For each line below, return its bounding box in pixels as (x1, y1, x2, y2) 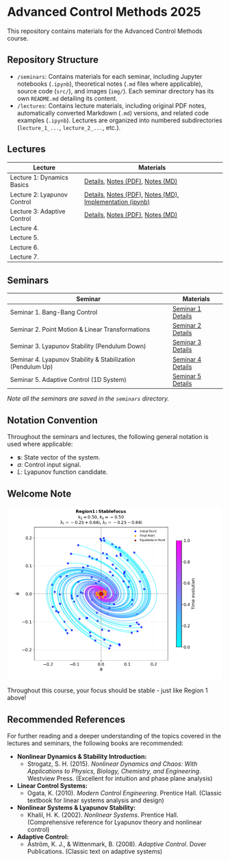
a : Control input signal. (16, 461, 81, 469)
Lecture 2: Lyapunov (10, 190, 68, 199)
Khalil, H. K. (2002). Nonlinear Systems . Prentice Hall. (27, 811, 179, 819)
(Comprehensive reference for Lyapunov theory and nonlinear (27, 818, 203, 826)
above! (7, 694, 27, 702)
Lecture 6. (10, 243, 39, 251)
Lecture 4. (10, 224, 39, 232)
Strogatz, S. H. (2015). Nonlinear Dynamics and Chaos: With (27, 760, 198, 768)
